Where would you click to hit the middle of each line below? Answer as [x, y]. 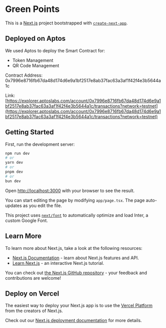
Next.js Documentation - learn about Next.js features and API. [76, 258]
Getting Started [30, 132]
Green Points [32, 9]
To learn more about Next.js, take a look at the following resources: [74, 248]
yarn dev [14, 163]
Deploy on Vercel [32, 293]
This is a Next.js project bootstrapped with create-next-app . [67, 23]
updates [14, 206]
